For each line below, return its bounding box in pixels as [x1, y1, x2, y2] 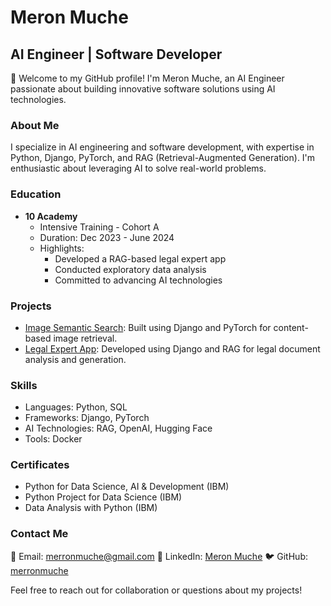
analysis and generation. [24, 353, 127, 365]
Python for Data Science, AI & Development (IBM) [24, 481, 230, 493]
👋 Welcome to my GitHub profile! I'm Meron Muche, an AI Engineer [10, 72, 285, 84]
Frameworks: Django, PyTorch [24, 412, 150, 424]
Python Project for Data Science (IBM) [24, 491, 183, 503]
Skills [10, 378, 38, 392]
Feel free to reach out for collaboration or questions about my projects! [10, 584, 303, 596]
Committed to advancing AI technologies [54, 274, 223, 286]
